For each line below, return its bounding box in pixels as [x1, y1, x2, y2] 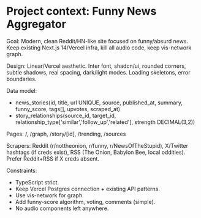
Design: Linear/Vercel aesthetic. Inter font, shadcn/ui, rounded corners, [6, 62, 186, 70]
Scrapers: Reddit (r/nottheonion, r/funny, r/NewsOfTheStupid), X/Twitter [6, 142, 189, 149]
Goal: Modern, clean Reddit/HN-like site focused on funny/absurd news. [6, 37, 189, 45]
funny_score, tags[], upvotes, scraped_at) [15, 105, 121, 112]
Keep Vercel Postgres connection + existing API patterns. [15, 185, 161, 192]
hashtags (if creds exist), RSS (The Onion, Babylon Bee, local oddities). [6, 148, 186, 156]
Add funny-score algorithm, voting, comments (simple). [15, 198, 156, 205]
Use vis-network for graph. [15, 191, 84, 199]
